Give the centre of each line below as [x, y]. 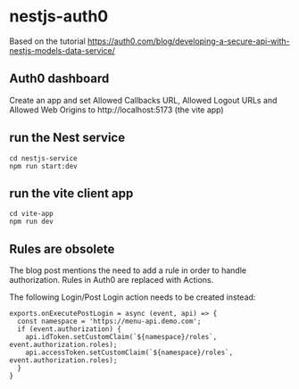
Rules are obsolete [62, 248]
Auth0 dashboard [59, 79]
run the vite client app [71, 193]
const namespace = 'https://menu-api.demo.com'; [109, 322]
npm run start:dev [43, 166]
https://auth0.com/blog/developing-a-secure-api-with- [189, 41]
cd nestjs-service [43, 158]
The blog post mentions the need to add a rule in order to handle [128, 270]
